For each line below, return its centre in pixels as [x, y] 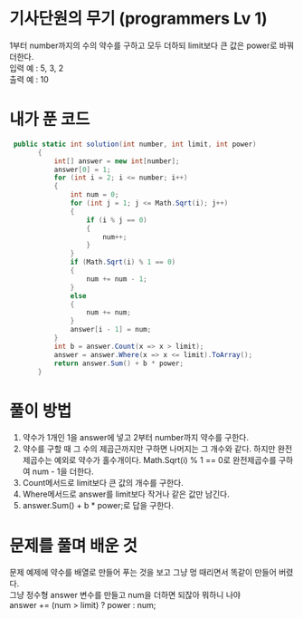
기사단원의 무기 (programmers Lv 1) [139, 19]
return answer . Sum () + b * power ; [118, 363]
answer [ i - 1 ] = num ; [111, 330]
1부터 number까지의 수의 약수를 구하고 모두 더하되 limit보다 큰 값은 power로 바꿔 [152, 45]
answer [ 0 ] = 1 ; [82, 169]
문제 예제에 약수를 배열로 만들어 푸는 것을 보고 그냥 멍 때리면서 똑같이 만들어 [143, 573]
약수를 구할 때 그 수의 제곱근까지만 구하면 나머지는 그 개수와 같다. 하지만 [149, 449]
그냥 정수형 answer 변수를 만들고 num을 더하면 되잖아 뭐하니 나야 [125, 595]
